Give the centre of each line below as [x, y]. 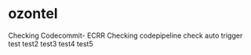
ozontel [33, 14]
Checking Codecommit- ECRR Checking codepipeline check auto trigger [125, 35]
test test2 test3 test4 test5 [51, 43]
